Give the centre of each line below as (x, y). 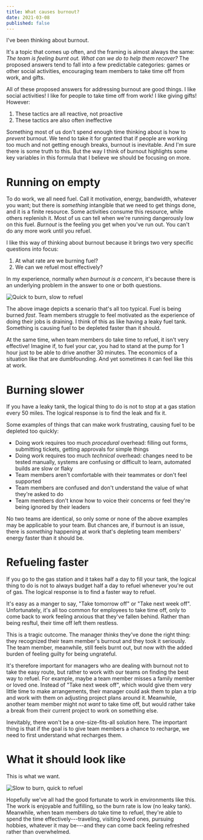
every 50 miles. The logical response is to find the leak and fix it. (87, 413)
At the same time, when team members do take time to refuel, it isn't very (98, 340)
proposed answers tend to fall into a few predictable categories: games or (98, 65)
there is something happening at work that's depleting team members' (94, 532)
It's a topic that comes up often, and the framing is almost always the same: (100, 52)
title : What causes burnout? (43, 12)
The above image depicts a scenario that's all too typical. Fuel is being (94, 309)
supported (28, 482)
